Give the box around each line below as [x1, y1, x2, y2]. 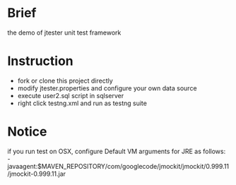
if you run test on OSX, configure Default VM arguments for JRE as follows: [7, 147, 226, 155]
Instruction [7, 53, 73, 69]
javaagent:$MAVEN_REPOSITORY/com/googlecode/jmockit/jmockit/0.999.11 [7, 162, 230, 170]
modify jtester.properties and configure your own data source [17, 83, 197, 92]
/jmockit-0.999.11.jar [7, 169, 66, 178]
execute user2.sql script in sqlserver [17, 91, 124, 100]
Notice [7, 124, 47, 140]
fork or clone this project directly [17, 76, 113, 85]
